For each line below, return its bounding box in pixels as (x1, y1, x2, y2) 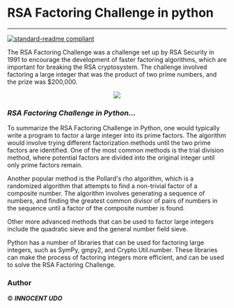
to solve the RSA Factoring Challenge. (7, 261, 116, 269)
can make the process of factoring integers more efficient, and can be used (7, 253, 224, 262)
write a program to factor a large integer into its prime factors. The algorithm (7, 131, 226, 140)
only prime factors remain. (7, 161, 83, 169)
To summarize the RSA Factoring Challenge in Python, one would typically (7, 124, 220, 132)
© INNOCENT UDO (7, 294, 63, 302)
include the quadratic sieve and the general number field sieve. (7, 225, 188, 233)
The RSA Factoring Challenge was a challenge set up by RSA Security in (7, 47, 214, 56)
